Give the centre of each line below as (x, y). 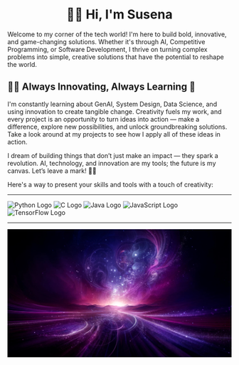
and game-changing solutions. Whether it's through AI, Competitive (106, 41)
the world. (22, 64)
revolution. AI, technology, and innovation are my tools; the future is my (112, 163)
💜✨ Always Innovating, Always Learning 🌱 (101, 87)
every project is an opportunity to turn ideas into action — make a (103, 119)
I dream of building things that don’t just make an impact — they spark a (113, 155)
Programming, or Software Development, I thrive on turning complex (107, 49)
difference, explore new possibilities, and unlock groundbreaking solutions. (117, 127)
